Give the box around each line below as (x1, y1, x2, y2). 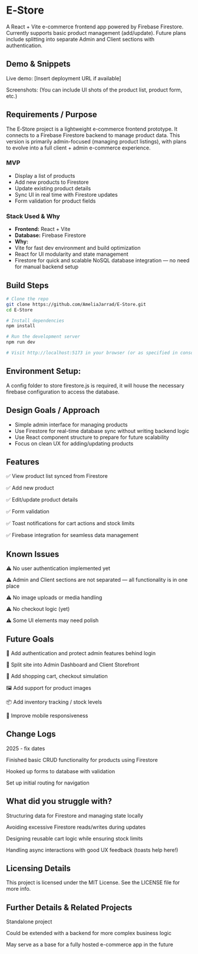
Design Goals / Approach (6, 405, 100, 415)
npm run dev (6, 339, 35, 346)
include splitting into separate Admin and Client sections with (6, 35, 155, 43)
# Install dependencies (6, 317, 65, 324)
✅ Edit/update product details (6, 496, 78, 503)
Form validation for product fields (14, 197, 96, 204)
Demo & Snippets (6, 59, 71, 69)
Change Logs (6, 729, 56, 739)
